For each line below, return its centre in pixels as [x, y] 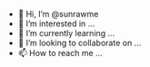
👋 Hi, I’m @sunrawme [58, 14]
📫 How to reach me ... [60, 53]
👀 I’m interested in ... [56, 24]
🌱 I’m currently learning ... [66, 33]
